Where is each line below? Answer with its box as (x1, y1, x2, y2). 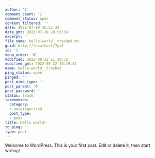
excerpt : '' (5, 35, 29, 39)
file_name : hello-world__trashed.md (5, 39, 79, 44)
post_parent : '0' (5, 84, 40, 89)
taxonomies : (5, 98, 29, 103)
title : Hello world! (5, 120, 47, 125)
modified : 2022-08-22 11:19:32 (5, 57, 68, 62)
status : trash (5, 93, 34, 98)
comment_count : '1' (5, 12, 45, 17)
